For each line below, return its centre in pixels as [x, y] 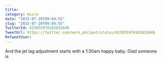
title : [12, 10]
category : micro [22, 14]
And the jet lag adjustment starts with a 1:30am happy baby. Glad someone [81, 51]
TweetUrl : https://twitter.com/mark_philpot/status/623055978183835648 [80, 32]
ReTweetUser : [18, 37]
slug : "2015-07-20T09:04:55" [35, 23]
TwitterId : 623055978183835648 [37, 28]
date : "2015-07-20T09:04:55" [35, 19]
